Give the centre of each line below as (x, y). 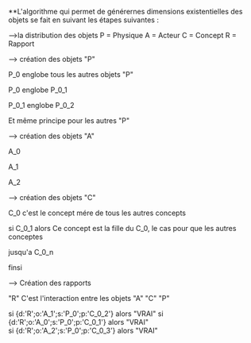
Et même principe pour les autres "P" (69, 121)
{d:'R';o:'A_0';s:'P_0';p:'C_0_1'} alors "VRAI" (79, 322)
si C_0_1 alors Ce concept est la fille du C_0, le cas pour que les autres (122, 228)
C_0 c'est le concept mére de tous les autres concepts (97, 213)
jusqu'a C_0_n (31, 252)
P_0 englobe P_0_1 (38, 90)
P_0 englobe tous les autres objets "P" (71, 74)
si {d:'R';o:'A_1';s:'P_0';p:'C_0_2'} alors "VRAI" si (86, 314)
